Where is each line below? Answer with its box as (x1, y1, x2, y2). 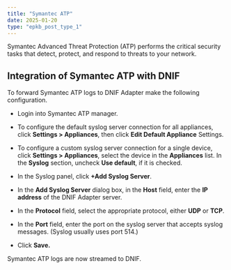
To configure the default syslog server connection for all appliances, (17, 123, 214, 131)
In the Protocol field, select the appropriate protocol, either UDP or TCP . (17, 207, 225, 215)
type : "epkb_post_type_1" (7, 23, 82, 30)
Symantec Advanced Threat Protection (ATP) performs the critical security (7, 43, 221, 51)
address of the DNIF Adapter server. (17, 193, 122, 202)
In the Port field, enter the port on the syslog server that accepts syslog (17, 220, 223, 229)
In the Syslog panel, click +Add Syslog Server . (17, 172, 152, 181)
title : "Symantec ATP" (7, 10, 73, 17)
